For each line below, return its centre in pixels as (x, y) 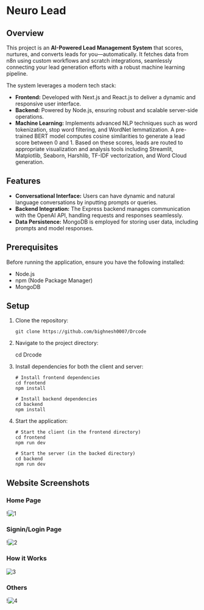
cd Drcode (28, 355)
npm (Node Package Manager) (54, 280)
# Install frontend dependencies (58, 378)
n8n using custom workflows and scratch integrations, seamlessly (89, 61)
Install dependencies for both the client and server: (79, 367)
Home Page (24, 500)
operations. (30, 117)
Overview (25, 33)
